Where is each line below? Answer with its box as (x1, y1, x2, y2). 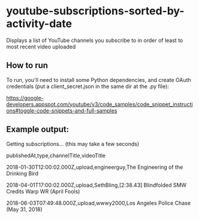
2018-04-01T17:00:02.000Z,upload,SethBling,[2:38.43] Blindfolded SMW (6, 181, 187, 188)
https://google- (6, 94, 44, 101)
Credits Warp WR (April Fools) (6, 187, 80, 195)
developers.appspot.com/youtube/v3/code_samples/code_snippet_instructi (6, 101, 193, 108)
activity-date (6, 17, 73, 31)
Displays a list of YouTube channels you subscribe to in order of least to (6, 36, 183, 44)
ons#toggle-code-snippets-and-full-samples (6, 107, 117, 114)
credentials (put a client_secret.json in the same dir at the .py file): (6, 83, 169, 90)
